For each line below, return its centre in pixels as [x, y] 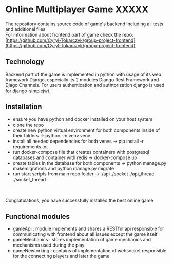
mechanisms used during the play [49, 245]
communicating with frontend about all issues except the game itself [85, 234]
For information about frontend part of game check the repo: [69, 34]
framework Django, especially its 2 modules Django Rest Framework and [82, 80]
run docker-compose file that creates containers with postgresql [81, 152]
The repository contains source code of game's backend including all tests [84, 24]
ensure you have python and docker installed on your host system [83, 119]
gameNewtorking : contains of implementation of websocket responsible [90, 251]
